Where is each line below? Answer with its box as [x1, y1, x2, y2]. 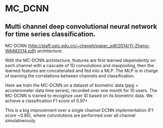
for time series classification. [5, 30, 96, 38]
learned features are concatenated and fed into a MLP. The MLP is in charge [5, 68, 158, 73]
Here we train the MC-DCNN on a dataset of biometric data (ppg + [5, 82, 139, 88]
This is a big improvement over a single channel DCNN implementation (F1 [5, 108, 154, 113]
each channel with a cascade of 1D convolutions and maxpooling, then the [5, 63, 154, 68]
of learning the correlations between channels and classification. [5, 73, 135, 78]
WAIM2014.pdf [5, 48, 35, 54]
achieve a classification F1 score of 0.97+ [5, 98, 88, 104]
